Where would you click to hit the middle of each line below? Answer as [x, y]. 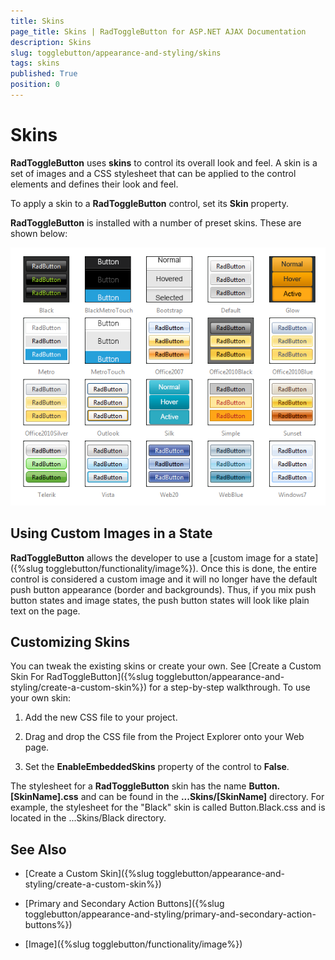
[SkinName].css [44, 797]
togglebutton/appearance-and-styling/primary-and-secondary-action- [170, 914]
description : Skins [51, 42]
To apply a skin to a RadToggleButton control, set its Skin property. [149, 203]
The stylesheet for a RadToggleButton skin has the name [128, 786]
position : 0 [35, 85]
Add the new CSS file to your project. [101, 717]
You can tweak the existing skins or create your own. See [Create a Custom [166, 666]
